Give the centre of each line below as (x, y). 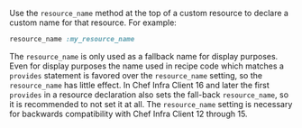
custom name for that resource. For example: (93, 23)
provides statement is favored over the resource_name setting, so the (136, 75)
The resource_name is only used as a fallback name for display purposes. (144, 56)
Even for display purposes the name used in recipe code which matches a (146, 66)
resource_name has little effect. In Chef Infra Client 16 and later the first (139, 85)
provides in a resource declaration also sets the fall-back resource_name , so (149, 95)
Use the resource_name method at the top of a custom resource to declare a (149, 13)
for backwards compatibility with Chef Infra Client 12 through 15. (128, 114)
